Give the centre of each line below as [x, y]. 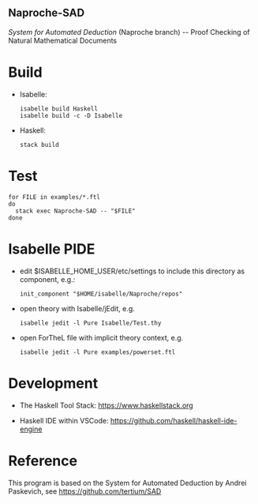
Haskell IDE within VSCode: [64, 420]
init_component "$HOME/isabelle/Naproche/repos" [101, 294]
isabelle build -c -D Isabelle [71, 115]
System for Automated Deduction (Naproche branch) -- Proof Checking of [129, 32]
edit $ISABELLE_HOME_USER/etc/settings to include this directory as [132, 271]
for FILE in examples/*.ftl [54, 197]
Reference [43, 461]
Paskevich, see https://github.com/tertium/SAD [85, 491]
